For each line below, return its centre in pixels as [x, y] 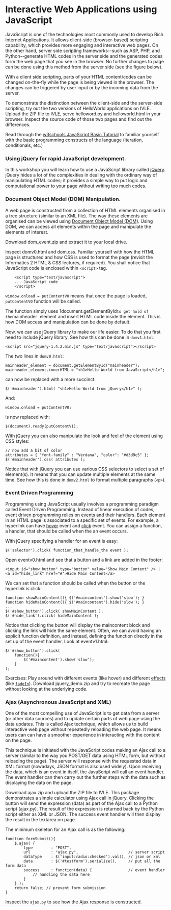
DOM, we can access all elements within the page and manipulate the [78, 226]
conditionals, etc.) [24, 145]
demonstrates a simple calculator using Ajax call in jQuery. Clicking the [80, 798]
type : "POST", [48, 848]
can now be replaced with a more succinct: [50, 379]
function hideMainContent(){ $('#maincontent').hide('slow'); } [75, 602]
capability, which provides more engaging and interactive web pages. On [82, 45]
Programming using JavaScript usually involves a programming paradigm [82, 504]
